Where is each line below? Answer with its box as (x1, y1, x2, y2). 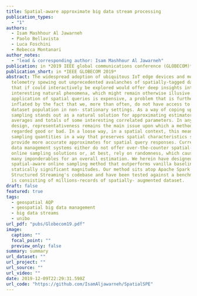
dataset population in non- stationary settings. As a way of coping (11, 107, 185, 113)
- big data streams (11, 210, 59, 216)
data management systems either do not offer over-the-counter (11, 145, 169, 151)
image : (6, 226, 22, 232)
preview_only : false (11, 243, 62, 249)
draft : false (6, 183, 38, 189)
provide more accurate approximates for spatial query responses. (11, 139, 177, 145)
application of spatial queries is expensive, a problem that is (11, 96, 175, 101)
